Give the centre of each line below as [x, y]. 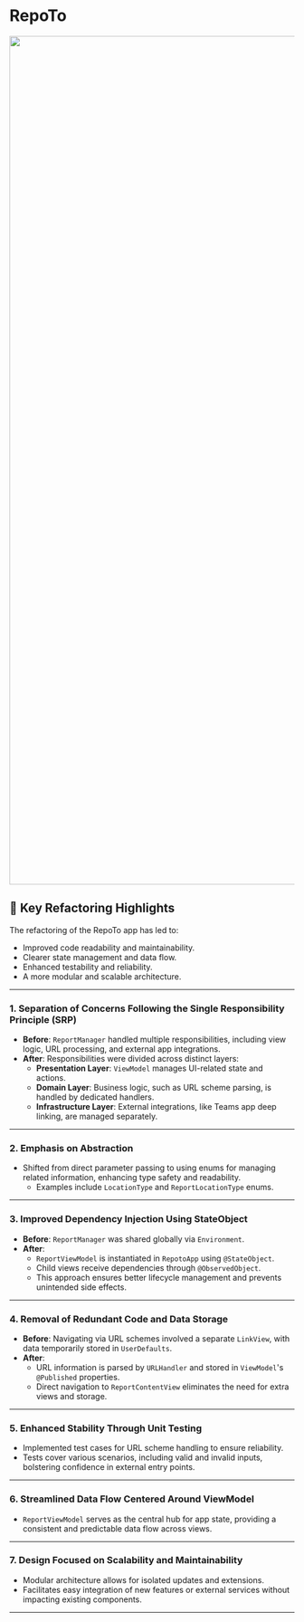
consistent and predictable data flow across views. [117, 1528]
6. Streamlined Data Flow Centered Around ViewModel [132, 1499]
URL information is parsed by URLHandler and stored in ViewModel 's [160, 1367]
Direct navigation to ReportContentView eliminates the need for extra [162, 1387]
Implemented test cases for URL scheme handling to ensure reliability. [153, 1448]
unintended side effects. [81, 1287]
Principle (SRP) [43, 1019]
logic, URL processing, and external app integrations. [121, 1049]
